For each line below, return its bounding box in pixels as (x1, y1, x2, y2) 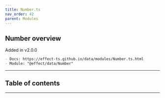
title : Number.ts (5, 7, 41, 12)
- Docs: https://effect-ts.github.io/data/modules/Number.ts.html (5, 57, 144, 61)
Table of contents (5, 79, 60, 88)
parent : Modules (5, 16, 38, 21)
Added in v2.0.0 (5, 47, 38, 53)
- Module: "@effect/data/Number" (5, 61, 74, 66)
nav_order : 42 (5, 12, 34, 17)
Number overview (5, 34, 61, 42)
